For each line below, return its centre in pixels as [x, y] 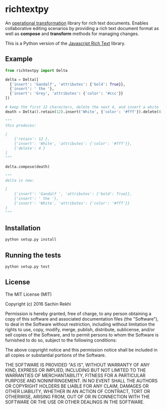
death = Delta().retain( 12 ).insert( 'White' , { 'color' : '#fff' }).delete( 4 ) [84, 112]
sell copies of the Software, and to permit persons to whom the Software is [82, 335]
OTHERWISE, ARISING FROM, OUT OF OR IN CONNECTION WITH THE [78, 397]
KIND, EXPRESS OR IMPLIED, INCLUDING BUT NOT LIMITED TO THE [76, 370]
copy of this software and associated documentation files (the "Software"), [82, 319]
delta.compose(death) [28, 167]
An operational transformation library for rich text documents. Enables [77, 23]
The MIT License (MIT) [29, 294]
